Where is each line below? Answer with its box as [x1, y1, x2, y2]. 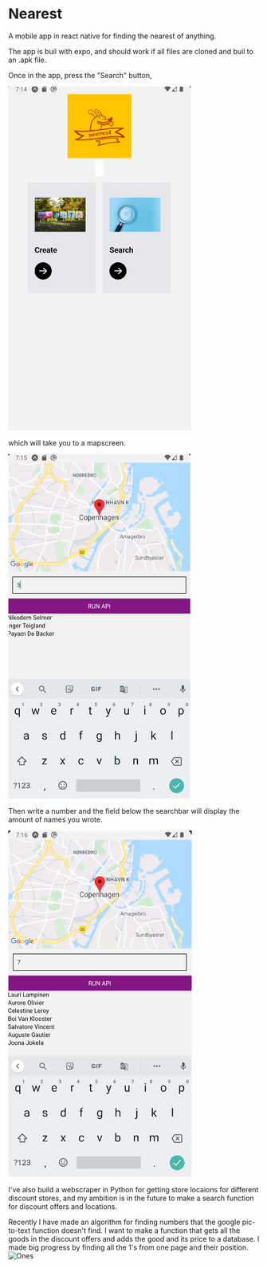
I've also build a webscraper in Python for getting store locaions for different [8, 1184, 259, 1194]
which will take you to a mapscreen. [8, 438, 126, 447]
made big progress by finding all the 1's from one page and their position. [8, 1242, 249, 1252]
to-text [8, 1225, 31, 1235]
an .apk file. [8, 55, 47, 65]
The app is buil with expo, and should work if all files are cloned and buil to [8, 46, 253, 56]
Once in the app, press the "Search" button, [8, 70, 153, 80]
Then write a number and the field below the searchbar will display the [8, 806, 240, 815]
